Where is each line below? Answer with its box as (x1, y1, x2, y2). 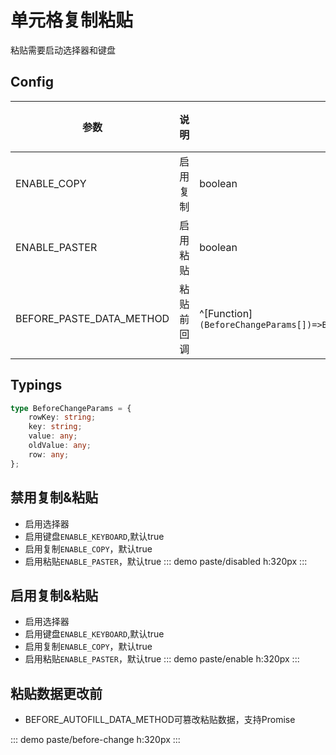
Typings (10, 377, 63, 394)
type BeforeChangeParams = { (10, 403, 132, 413)
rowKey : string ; (28, 412, 97, 423)
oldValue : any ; (28, 441, 92, 451)
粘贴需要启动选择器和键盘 (10, 44, 116, 56)
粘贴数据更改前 (10, 685, 103, 702)
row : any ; (28, 449, 70, 460)
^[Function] (199, 306, 253, 320)
